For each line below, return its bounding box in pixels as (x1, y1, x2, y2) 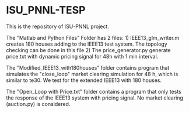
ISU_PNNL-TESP (6, 4, 86, 17)
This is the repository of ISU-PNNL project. (6, 23, 109, 30)
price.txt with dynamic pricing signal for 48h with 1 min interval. (6, 53, 159, 60)
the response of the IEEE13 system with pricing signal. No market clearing (6, 94, 184, 101)
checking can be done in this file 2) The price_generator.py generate (6, 46, 171, 53)
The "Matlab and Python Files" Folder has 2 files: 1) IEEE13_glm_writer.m (6, 34, 180, 41)
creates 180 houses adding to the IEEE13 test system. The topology (6, 40, 167, 47)
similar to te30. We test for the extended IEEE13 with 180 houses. (6, 77, 162, 84)
